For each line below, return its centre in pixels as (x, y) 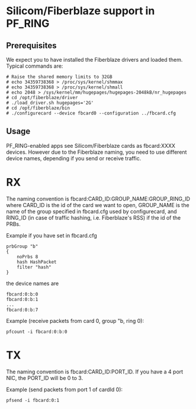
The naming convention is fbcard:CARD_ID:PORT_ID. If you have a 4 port (95, 372)
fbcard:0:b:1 (22, 299)
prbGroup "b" (22, 246)
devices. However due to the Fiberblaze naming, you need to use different (97, 152)
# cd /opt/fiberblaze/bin (38, 108)
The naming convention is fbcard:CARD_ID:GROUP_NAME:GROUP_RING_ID (98, 199)
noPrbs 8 (28, 256)
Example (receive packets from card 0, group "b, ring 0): (75, 321)
